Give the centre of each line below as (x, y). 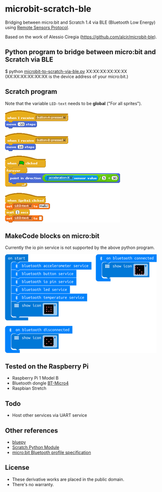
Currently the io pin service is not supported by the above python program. (80, 247)
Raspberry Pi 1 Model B (35, 378)
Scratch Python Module (36, 447)
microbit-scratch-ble (48, 9)
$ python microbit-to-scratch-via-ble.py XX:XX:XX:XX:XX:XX (66, 71)
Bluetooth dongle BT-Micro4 (40, 383)
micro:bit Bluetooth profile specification (51, 452)
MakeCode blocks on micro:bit (52, 236)
